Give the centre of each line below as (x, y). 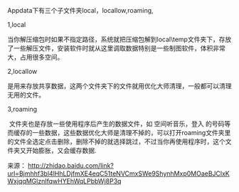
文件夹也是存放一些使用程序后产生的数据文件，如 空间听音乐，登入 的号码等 (120, 124)
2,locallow (22, 71)
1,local (17, 25)
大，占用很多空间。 (36, 57)
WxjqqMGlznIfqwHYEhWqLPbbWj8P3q (64, 181)
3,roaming (22, 109)
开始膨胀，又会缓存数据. (62, 150)
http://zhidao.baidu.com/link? (70, 165)
